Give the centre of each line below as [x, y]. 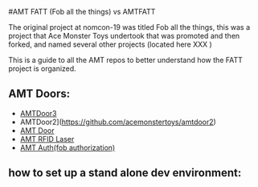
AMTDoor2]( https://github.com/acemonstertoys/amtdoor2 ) [118, 122]
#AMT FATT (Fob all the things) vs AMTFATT [82, 12]
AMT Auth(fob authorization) [68, 148]
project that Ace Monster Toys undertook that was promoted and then [124, 36]
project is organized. [42, 69]
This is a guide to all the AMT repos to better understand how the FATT [126, 60]
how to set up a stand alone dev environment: [125, 173]
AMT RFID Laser [47, 139]
